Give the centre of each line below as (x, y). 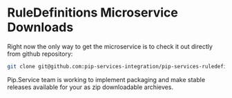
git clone (21, 66)
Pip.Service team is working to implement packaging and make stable (106, 79)
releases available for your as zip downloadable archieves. (90, 87)
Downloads (40, 27)
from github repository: (40, 54)
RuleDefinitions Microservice (93, 13)
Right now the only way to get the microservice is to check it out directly (110, 46)
